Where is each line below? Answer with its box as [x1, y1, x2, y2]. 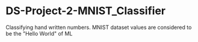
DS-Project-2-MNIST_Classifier [5, 4, 166, 18]
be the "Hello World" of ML [5, 30, 73, 37]
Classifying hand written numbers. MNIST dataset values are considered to [5, 24, 192, 31]
